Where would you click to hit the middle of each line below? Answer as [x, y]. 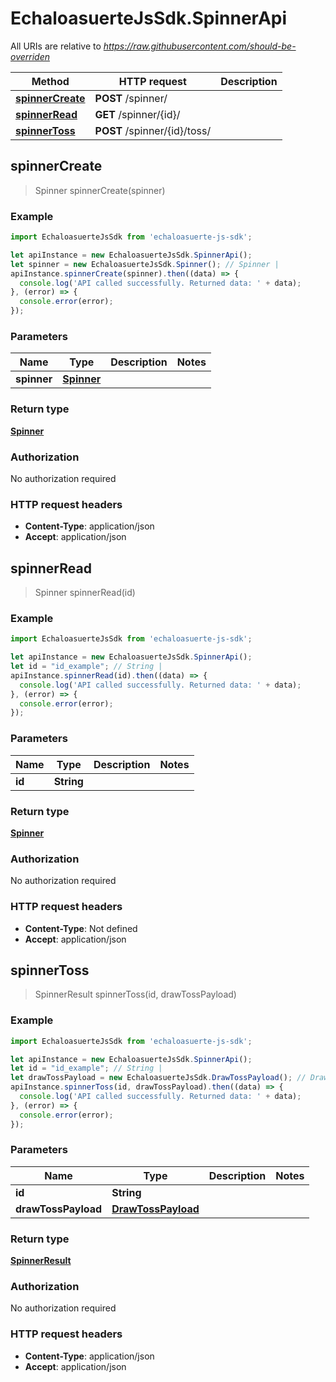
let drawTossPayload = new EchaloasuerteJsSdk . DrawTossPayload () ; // [158, 1078]
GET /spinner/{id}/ [137, 114]
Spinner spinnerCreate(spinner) [100, 190]
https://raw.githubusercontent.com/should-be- [200, 46]
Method [50, 81]
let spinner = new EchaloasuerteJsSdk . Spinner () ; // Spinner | [145, 264]
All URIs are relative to [56, 46]
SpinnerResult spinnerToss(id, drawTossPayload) [135, 994]
